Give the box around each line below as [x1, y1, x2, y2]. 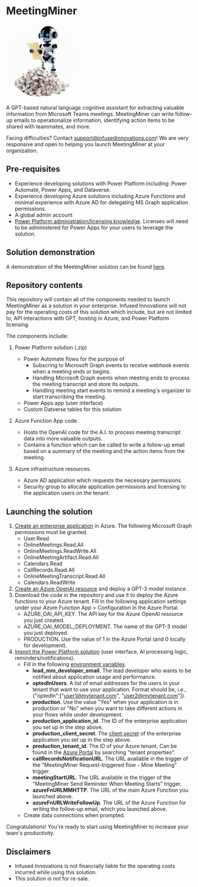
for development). [23, 642, 67, 649]
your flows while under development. [32, 711, 123, 718]
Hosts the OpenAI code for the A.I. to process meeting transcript [23, 429, 181, 436]
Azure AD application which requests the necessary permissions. [23, 477, 183, 484]
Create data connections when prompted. [23, 812, 125, 819]
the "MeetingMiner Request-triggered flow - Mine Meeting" [32, 761, 177, 769]
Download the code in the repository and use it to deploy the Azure [14, 592, 178, 599]
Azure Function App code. [14, 417, 79, 425]
